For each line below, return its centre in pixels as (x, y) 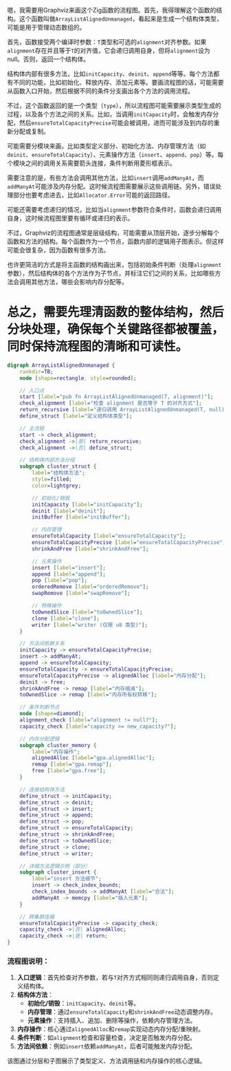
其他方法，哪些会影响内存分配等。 (79, 282)
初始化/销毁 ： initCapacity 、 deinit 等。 (83, 1004)
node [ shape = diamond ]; (52, 714)
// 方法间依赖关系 (42, 644)
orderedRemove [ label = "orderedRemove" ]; (90, 587)
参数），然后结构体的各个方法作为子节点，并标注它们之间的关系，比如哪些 (111, 273)
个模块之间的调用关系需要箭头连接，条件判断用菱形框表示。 (91, 163)
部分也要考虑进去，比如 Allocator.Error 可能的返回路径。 (93, 195)
